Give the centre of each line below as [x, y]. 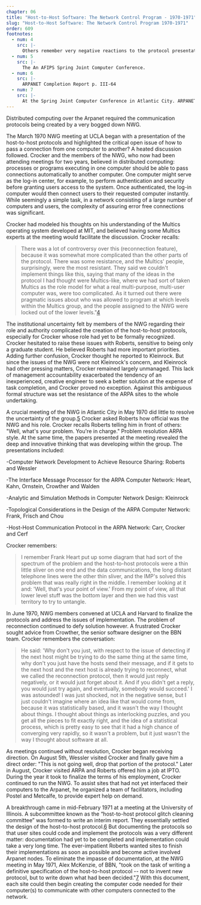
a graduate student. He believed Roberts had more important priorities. [93, 349]
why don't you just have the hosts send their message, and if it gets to [107, 663]
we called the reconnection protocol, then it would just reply [95, 676]
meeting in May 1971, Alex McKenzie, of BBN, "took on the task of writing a [98, 865]
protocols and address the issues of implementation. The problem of [91, 620]
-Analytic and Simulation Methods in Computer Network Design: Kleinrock [98, 498]
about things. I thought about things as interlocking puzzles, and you [105, 714]
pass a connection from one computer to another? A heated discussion [94, 149]
